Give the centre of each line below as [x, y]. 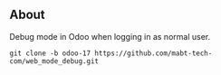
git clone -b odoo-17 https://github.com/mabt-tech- [111, 53]
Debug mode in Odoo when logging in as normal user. [110, 36]
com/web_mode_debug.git [54, 61]
